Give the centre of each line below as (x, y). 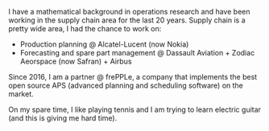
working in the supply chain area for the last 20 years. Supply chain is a (127, 20)
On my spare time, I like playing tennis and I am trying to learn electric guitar (135, 109)
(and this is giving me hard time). (63, 118)
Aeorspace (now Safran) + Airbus (76, 61)
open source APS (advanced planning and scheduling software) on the (126, 85)
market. (21, 94)
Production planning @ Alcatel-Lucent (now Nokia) (104, 44)
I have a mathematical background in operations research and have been (129, 12)
